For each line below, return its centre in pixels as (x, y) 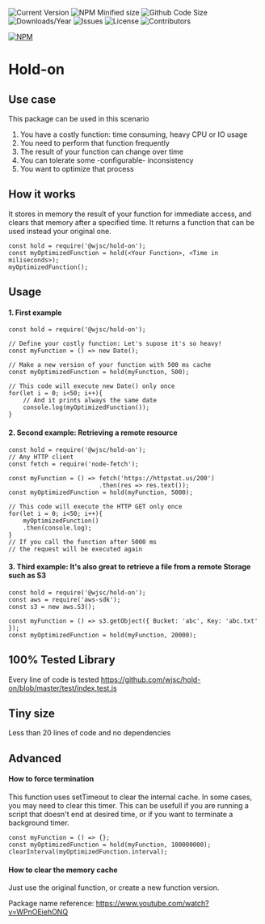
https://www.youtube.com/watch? (152, 904)
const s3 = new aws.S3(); (52, 607)
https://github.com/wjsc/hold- (151, 679)
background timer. (39, 823)
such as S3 (27, 576)
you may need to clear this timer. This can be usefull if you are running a (128, 806)
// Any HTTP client (41, 457)
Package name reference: (51, 904)
